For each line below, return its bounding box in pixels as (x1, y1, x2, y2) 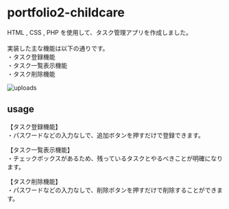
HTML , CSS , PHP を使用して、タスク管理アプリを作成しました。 (7, 28, 193, 36)
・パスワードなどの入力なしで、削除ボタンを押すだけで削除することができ (7, 186, 217, 194)
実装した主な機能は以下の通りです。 (7, 44, 109, 52)
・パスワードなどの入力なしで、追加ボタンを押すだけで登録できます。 (7, 131, 204, 139)
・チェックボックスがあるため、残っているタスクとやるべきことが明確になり (7, 154, 223, 162)
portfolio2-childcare (7, 5, 125, 21)
